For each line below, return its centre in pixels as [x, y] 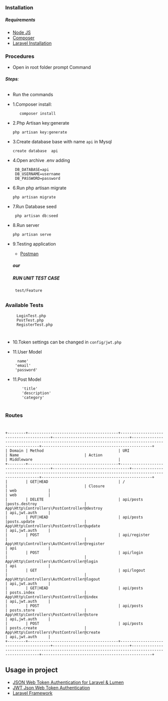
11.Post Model [27, 379]
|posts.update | [46, 522]
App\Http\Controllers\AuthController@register [55, 544]
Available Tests [24, 305]
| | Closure [55, 486]
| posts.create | [46, 628]
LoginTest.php [31, 316]
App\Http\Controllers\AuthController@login [52, 562]
